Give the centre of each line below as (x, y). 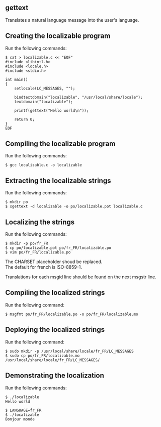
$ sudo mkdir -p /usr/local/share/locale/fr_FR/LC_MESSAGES (70, 351)
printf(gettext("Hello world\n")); (52, 110)
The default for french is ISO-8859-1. (44, 267)
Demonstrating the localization (55, 376)
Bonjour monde (20, 419)
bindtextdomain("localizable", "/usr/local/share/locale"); (78, 97)
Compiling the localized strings (55, 293)
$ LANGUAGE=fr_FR (23, 410)
